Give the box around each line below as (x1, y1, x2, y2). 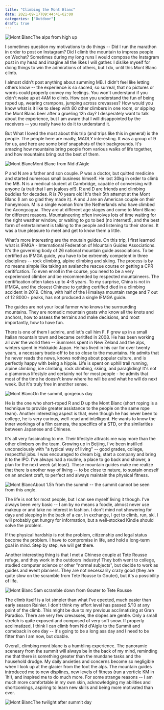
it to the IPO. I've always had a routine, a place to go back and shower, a (5, 456, 150, 462)
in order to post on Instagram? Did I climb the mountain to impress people (5, 49, 153, 55)
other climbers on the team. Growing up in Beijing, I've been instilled (5, 441, 143, 447)
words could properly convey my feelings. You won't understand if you (5, 90, 148, 96)
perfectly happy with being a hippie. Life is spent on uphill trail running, (5, 360, 148, 366)
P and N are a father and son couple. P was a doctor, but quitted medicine (5, 170, 154, 177)
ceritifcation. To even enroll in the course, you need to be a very (5, 268, 134, 275)
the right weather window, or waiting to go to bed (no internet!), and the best (5, 217, 160, 223)
